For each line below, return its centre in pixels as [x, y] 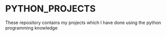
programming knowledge [31, 27]
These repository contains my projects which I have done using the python [83, 22]
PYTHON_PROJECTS [51, 9]
